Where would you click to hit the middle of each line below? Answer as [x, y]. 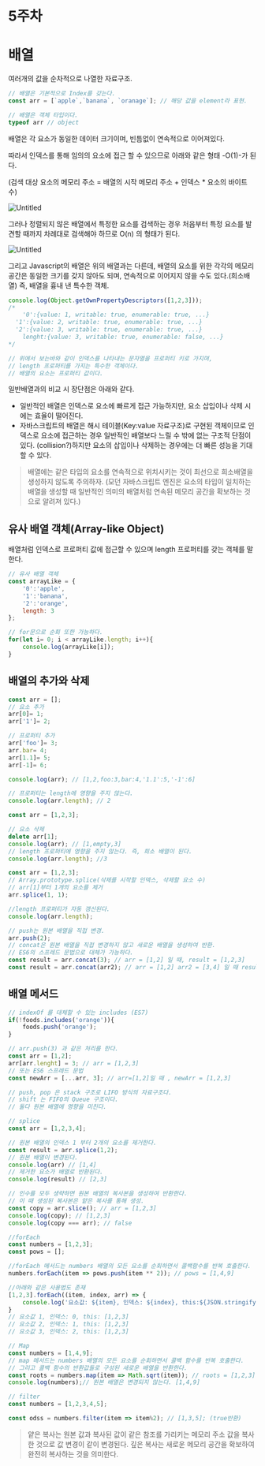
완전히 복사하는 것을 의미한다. [73, 1454]
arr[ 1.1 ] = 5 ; [30, 758]
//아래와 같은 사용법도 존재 [47, 1287]
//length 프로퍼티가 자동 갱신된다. [59, 909]
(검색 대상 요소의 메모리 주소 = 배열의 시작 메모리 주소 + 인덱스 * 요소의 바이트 [128, 181]
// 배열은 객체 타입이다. [43, 115]
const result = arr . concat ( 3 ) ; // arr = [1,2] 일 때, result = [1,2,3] [127, 960]
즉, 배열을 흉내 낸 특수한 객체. [64, 285]
